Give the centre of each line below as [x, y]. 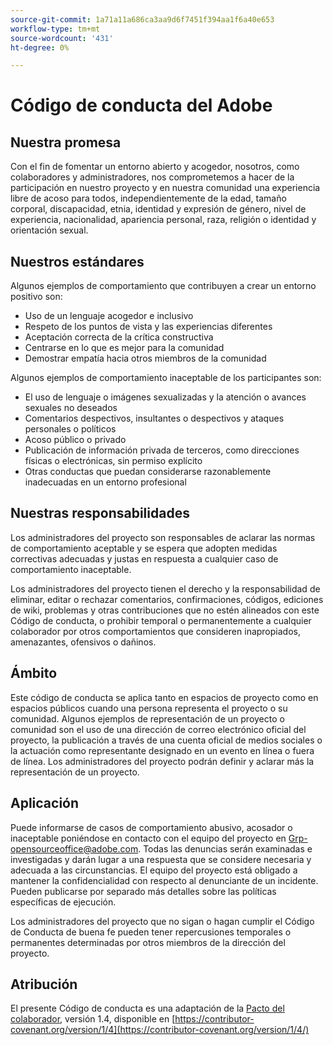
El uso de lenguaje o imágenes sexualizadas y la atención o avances [165, 397]
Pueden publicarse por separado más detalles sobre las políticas [143, 891]
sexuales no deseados [71, 408]
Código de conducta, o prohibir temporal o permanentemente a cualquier [161, 620]
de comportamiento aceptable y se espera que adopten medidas [144, 548]
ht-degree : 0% [40, 47]
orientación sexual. [49, 230]
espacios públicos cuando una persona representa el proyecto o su [149, 708]
